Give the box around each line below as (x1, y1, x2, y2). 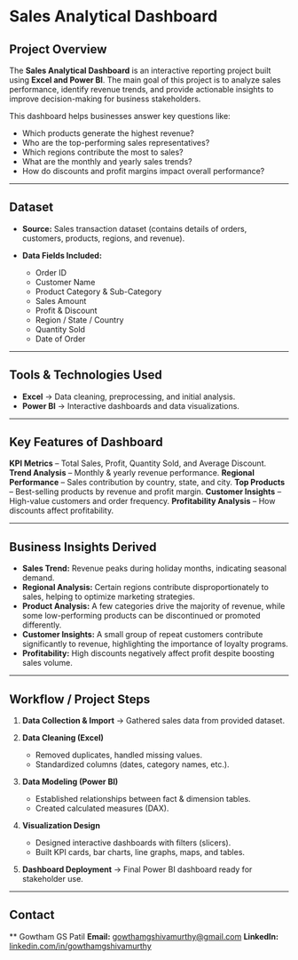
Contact (9, 908, 55, 923)
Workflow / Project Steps (9, 692, 151, 707)
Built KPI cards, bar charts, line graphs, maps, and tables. (35, 847, 246, 858)
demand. (21, 572, 55, 583)
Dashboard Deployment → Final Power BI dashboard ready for (21, 864, 253, 875)
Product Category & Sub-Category (35, 286, 162, 297)
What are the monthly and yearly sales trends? (21, 156, 192, 166)
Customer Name (35, 276, 96, 287)
